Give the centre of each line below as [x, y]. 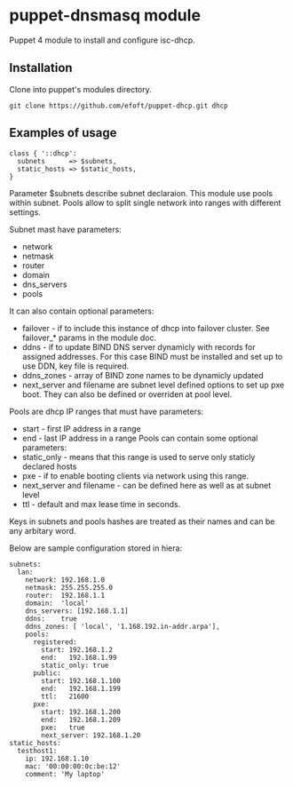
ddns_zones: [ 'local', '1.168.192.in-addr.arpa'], [123, 626]
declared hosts [49, 466]
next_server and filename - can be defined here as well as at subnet [146, 485]
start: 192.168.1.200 [81, 711]
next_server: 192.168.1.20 [91, 735]
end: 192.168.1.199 [81, 688]
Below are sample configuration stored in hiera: [96, 548]
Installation [41, 68]
